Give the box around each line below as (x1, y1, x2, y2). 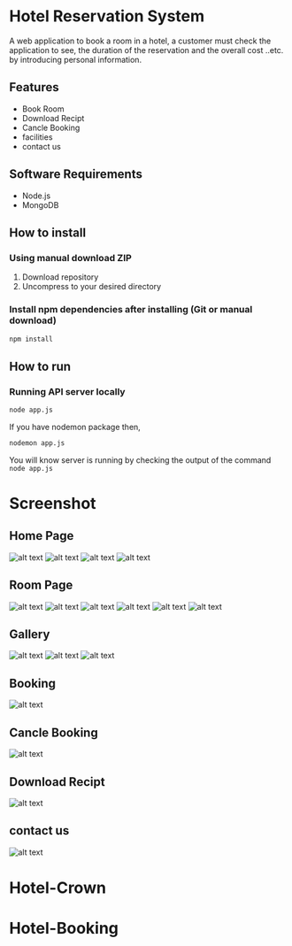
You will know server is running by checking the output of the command (9, 454, 272, 465)
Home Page (9, 528, 74, 543)
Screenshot (9, 494, 96, 514)
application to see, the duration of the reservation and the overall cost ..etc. (9, 44, 284, 55)
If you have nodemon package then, (9, 421, 142, 432)
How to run (9, 358, 72, 373)
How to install (9, 225, 87, 240)
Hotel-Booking (9, 919, 119, 939)
